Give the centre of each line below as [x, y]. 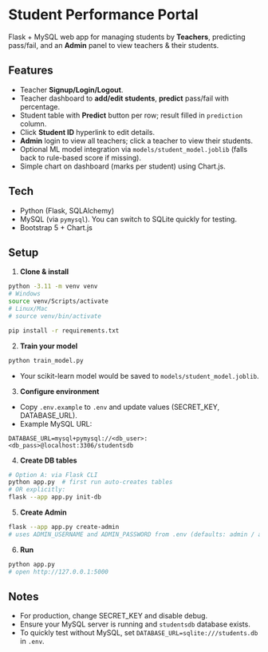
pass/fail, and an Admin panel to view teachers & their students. [114, 45]
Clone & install [44, 272]
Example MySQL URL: [56, 423]
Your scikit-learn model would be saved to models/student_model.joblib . [139, 376]
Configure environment [59, 391]
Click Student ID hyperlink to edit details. [87, 132]
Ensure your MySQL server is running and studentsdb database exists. [135, 624]
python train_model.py [46, 360]
